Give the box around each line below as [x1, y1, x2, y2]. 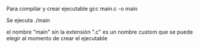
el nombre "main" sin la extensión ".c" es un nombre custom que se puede [6, 28, 194, 35]
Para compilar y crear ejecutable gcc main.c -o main [6, 5, 138, 12]
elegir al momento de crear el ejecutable [6, 35, 108, 41]
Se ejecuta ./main [6, 17, 51, 23]
